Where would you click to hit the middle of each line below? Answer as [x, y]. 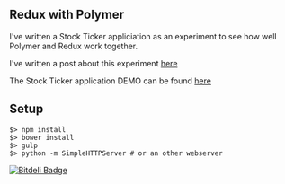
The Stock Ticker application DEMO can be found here [110, 81]
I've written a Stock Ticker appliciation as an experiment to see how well [143, 36]
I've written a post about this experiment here [94, 63]
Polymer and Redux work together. [74, 46]
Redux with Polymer [67, 15]
